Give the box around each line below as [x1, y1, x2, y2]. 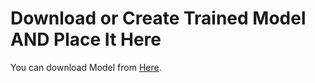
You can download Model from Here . [10, 61, 162, 73]
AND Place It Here [10, 28, 162, 51]
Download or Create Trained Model [10, 7, 307, 30]
